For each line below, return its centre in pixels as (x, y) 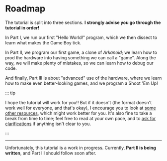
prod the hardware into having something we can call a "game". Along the (81, 57)
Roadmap (25, 9)
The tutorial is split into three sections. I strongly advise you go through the (83, 22)
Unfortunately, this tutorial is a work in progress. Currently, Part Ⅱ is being (81, 148)
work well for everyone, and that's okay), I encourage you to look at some (81, 108)
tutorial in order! (22, 27)
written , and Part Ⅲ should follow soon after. (51, 153)
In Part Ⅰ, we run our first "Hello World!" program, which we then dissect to (81, 37)
